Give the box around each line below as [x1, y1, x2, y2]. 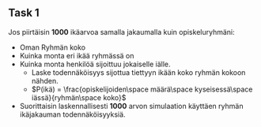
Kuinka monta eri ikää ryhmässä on [19, 50, 134, 60]
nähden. [31, 76, 59, 85]
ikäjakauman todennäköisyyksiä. [19, 110, 126, 119]
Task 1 [8, 6, 40, 20]
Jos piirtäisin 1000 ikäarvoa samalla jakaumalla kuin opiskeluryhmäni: [8, 27, 235, 36]
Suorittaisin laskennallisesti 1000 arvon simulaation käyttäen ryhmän [19, 101, 244, 110]
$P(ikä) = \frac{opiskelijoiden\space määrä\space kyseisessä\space [31, 84, 253, 94]
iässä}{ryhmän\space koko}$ [31, 92, 127, 102]
